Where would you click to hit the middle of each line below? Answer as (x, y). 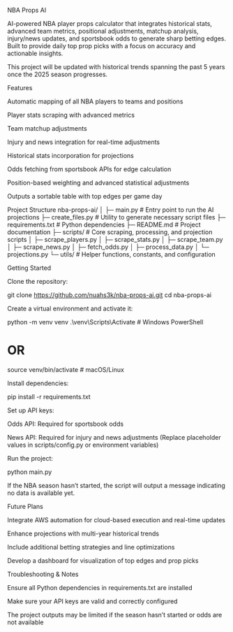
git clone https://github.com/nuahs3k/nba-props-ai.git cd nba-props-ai (109, 295)
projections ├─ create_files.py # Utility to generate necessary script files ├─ (116, 217)
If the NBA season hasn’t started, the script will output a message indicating (116, 485)
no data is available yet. (41, 493)
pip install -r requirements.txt (49, 396)
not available (25, 622)
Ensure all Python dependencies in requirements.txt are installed (100, 587)
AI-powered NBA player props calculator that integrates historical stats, (110, 23)
